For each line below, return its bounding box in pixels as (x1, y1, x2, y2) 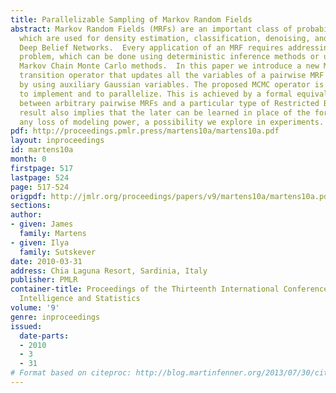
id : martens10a (10, 145, 74, 155)
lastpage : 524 (10, 172, 70, 183)
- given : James (10, 219, 74, 230)
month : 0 (10, 154, 47, 164)
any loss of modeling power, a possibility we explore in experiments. (19, 117, 325, 127)
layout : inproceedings (10, 136, 105, 146)
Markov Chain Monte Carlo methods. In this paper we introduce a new (19, 61, 320, 71)
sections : (10, 201, 52, 211)
